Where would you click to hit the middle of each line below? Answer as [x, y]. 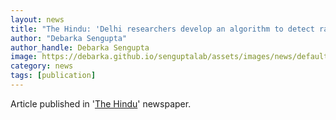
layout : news [37, 19]
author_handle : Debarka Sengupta [80, 47]
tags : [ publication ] [53, 76]
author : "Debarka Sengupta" [69, 38]
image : [24, 57]
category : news [42, 66]
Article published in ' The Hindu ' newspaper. [101, 103]
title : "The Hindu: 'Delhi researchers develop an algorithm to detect [162, 29]
